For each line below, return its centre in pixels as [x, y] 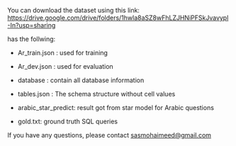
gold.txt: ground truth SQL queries [68, 121]
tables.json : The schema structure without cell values [96, 94]
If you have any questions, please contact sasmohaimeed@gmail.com [109, 135]
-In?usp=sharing [32, 25]
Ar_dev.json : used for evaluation [65, 66]
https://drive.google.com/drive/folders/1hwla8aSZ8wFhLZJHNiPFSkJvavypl [118, 18]
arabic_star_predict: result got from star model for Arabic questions [116, 108]
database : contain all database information [81, 80]
